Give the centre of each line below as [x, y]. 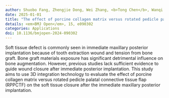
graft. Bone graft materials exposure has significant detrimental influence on [84, 58]
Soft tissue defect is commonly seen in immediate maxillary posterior [77, 47]
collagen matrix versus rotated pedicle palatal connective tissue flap [76, 79]
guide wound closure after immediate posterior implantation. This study [79, 69]
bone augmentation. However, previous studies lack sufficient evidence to [82, 64]
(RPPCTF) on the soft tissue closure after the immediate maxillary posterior [83, 85]
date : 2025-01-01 [23, 15]
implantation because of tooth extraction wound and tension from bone [79, 53]
